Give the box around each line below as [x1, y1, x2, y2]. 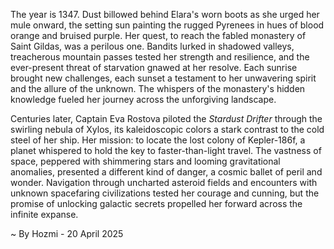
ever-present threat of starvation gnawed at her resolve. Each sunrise [10, 62, 298, 73]
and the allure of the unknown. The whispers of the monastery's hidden [10, 83, 306, 94]
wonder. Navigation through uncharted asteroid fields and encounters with [10, 177, 318, 188]
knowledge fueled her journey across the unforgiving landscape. [10, 94, 277, 105]
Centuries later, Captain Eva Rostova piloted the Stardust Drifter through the [10, 113, 323, 124]
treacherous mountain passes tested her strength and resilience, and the [10, 51, 310, 63]
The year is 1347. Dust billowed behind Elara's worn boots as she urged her [10, 9, 320, 20]
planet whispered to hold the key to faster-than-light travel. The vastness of [10, 145, 322, 156]
